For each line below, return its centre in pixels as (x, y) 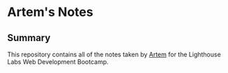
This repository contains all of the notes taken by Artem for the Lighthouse (114, 54)
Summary (29, 38)
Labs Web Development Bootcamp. (58, 62)
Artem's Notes (50, 12)
